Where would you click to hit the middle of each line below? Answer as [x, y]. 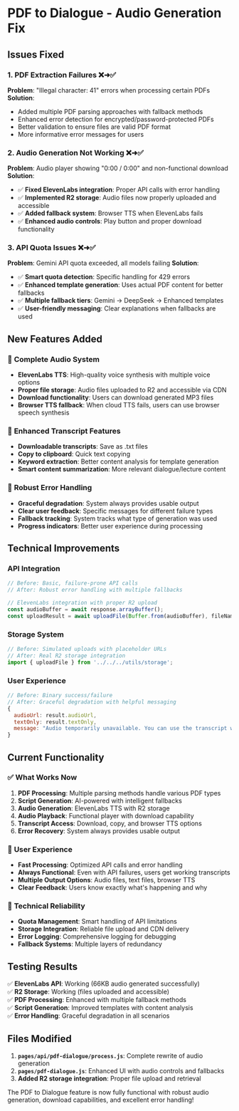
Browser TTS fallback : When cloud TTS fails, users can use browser [118, 405]
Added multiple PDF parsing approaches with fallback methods [110, 111]
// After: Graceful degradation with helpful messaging [92, 702]
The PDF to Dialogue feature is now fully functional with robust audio [108, 1092]
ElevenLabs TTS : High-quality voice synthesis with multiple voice [114, 375]
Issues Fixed [36, 54]
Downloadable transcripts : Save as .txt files [83, 447]
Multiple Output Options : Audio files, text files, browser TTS [106, 880]
